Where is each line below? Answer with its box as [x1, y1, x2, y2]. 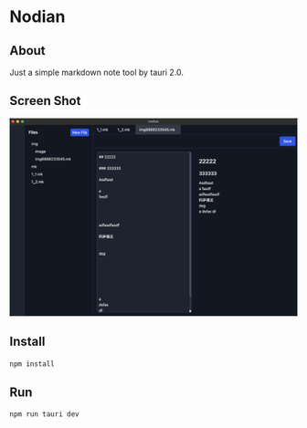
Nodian [9, 6, 66, 27]
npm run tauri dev [9, 410, 79, 419]
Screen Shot [9, 93, 81, 109]
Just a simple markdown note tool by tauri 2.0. [9, 67, 185, 78]
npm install [9, 359, 55, 369]
